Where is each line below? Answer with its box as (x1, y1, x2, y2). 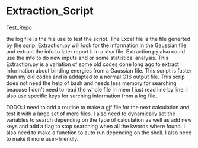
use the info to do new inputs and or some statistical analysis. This (6, 54, 169, 61)
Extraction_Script (6, 4, 94, 18)
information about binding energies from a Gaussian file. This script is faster (6, 67, 192, 74)
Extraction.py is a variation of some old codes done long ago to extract (6, 61, 180, 68)
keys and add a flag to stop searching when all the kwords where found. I (6, 122, 186, 130)
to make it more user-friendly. (6, 135, 79, 142)
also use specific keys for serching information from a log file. (6, 92, 157, 99)
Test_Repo (6, 24, 32, 31)
